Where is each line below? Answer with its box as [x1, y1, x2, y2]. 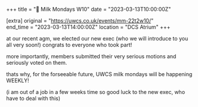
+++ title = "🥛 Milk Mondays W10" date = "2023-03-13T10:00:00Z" [6, 6, 171, 12]
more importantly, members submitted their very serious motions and [6, 53, 177, 59]
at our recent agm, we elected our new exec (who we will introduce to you [6, 35, 188, 42]
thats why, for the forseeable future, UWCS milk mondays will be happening [6, 71, 193, 77]
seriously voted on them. [6, 59, 67, 66]
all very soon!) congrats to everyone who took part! [6, 42, 132, 48]
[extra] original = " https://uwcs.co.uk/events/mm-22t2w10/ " [6, 17, 154, 24]
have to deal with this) [6, 95, 61, 102]
